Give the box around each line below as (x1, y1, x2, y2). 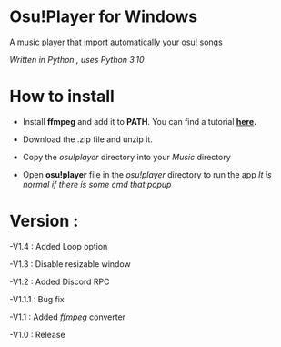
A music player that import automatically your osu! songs (9, 36, 223, 47)
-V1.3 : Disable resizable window (9, 258, 132, 270)
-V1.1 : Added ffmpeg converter (9, 311, 125, 322)
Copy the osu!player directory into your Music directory (22, 151, 232, 162)
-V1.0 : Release (9, 329, 65, 340)
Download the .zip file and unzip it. (22, 134, 153, 145)
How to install (9, 87, 115, 107)
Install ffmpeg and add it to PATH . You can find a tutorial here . (22, 116, 257, 127)
